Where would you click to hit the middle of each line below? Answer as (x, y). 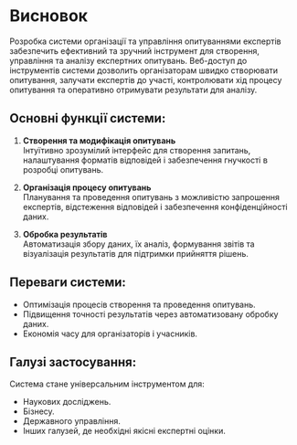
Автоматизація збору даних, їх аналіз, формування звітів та (138, 244)
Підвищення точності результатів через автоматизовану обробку (150, 314)
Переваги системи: (68, 283)
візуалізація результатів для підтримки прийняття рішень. (136, 253)
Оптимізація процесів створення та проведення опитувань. (139, 304)
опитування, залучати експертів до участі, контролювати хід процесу (146, 79)
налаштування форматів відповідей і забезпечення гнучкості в (145, 160)
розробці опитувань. (63, 169)
